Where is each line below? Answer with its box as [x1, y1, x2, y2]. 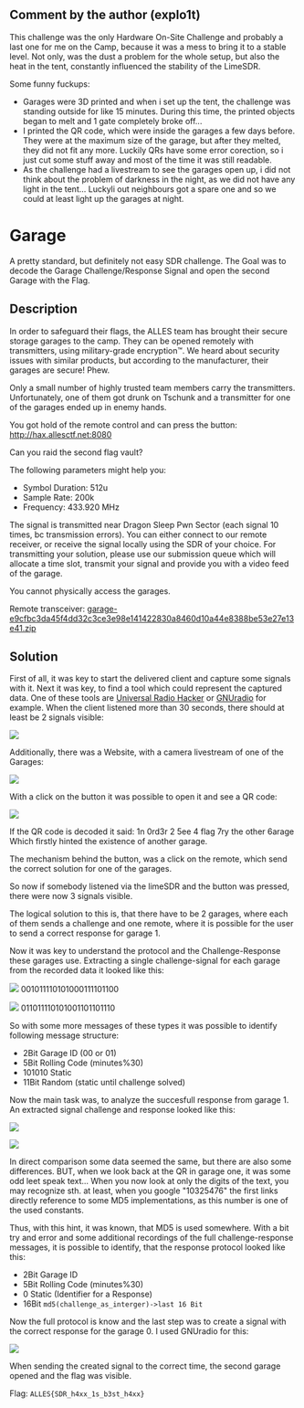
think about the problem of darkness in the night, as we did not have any [22, 174, 296, 185]
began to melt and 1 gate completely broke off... [22, 115, 203, 126]
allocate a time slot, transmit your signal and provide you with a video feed [9, 557, 289, 569]
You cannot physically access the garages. [9, 585, 171, 597]
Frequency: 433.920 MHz [22, 502, 121, 513]
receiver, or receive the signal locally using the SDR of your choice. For [9, 538, 277, 549]
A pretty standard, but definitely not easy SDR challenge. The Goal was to [9, 255, 287, 266]
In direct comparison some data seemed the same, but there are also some [9, 1156, 292, 1168]
